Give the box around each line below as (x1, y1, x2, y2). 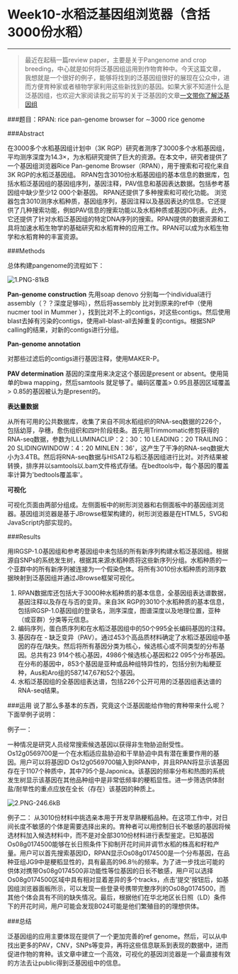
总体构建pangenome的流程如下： (7, 261, 105, 269)
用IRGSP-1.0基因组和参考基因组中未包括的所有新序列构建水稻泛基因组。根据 (7, 547, 229, 555)
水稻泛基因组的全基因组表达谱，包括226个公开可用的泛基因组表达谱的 (17, 677, 222, 685)
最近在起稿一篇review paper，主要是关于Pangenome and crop (24, 55, 207, 64)
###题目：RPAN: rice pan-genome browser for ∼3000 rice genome (7, 115, 205, 123)
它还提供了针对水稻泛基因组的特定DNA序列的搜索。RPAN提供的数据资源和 (7, 214, 224, 223)
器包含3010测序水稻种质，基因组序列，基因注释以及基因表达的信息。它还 (7, 196, 221, 206)
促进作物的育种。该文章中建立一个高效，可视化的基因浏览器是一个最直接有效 (7, 949, 231, 958)
